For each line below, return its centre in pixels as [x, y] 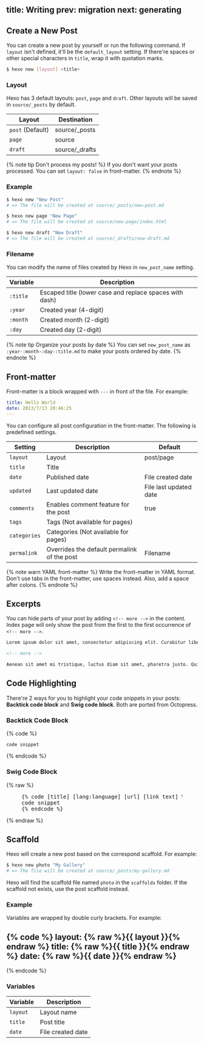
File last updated [168, 487]
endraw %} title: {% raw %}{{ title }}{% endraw [98, 946]
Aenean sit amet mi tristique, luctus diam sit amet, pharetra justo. [97, 665]
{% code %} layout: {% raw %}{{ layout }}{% [93, 937]
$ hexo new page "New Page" [42, 216]
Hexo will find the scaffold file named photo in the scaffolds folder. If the [97, 883]
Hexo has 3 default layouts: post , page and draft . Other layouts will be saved [102, 98]
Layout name [58, 1012]
